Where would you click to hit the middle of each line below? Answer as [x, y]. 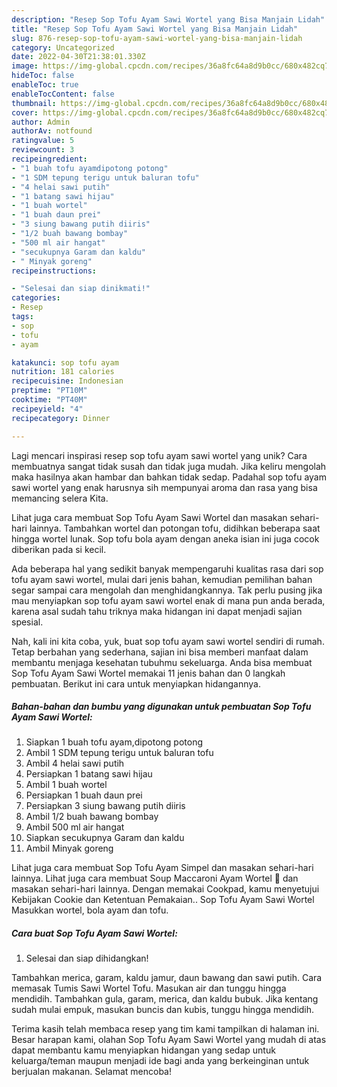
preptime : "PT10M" [49, 391]
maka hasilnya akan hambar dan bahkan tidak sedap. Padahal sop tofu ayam [169, 477]
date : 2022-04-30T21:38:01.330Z [78, 57]
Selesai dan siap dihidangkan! [87, 958]
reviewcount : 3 [43, 150]
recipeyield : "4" [47, 409]
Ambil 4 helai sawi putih [75, 763]
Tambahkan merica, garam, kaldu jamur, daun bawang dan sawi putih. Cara [167, 978]
